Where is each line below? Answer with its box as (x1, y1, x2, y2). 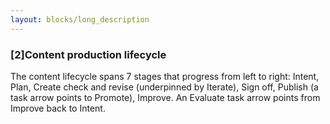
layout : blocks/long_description (10, 14, 150, 25)
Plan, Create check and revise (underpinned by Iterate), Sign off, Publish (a (10, 81, 319, 93)
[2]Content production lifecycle (10, 47, 167, 61)
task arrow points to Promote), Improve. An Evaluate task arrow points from (10, 91, 321, 103)
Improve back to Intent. (10, 102, 106, 114)
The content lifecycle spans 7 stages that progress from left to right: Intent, (10, 70, 320, 82)
